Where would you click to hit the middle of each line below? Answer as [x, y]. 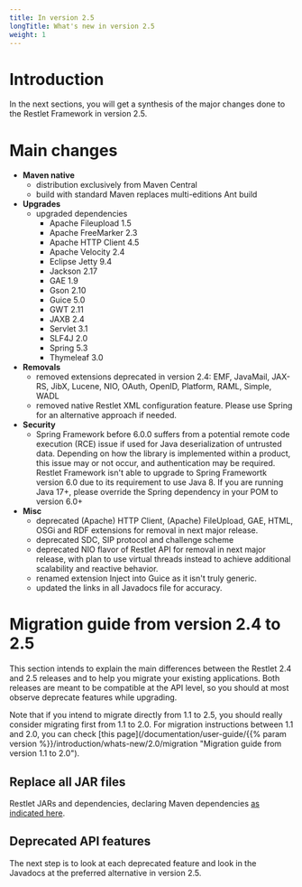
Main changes [64, 150]
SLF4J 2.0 [69, 339]
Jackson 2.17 [73, 271]
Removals [41, 368]
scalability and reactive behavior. [97, 569]
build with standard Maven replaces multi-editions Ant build [146, 194]
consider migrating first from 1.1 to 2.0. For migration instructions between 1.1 [151, 724]
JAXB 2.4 [67, 319]
